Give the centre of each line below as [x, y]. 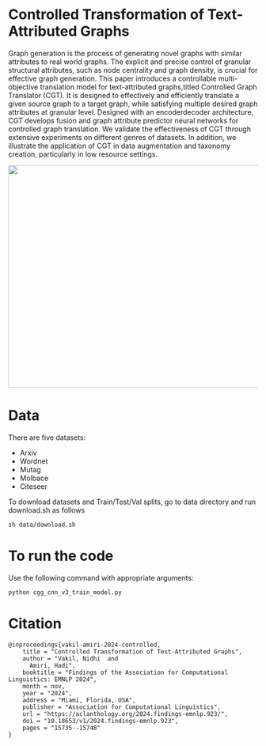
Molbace [34, 478]
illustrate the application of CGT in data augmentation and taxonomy [120, 146]
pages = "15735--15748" [62, 728]
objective [23, 87]
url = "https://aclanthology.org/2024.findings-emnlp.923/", [125, 714]
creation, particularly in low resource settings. [83, 154]
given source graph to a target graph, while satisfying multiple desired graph [133, 104]
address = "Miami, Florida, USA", [79, 700]
